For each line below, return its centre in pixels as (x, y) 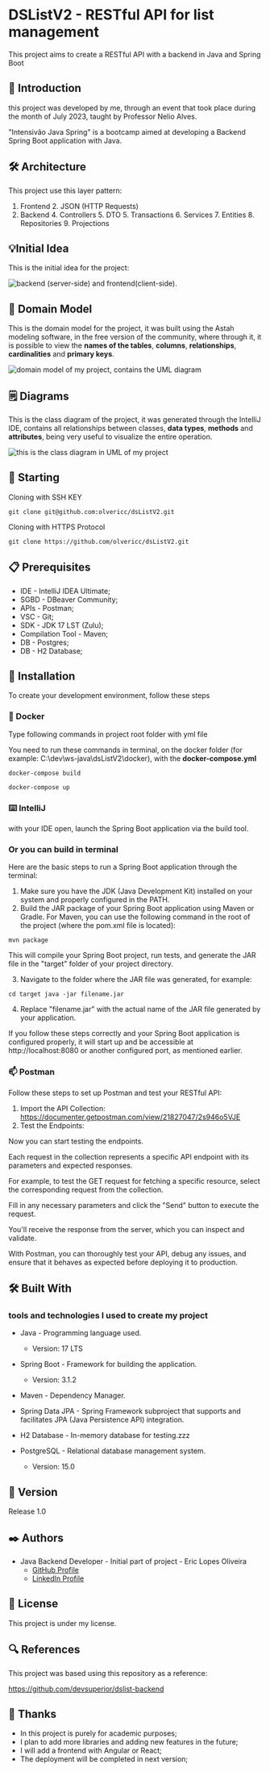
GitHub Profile (55, 1569)
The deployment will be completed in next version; (104, 1759)
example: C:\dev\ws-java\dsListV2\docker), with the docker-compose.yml (132, 758)
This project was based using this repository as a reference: (108, 1673)
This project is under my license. (62, 1623)
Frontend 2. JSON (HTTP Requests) (79, 206)
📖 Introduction (45, 88)
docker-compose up (39, 787)
